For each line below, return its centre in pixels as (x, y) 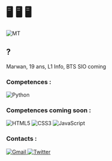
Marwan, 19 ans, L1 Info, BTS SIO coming (56, 66)
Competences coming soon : (49, 110)
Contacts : (21, 139)
